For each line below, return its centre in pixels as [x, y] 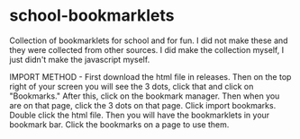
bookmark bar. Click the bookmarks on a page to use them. [119, 124]
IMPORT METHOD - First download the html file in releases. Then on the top [150, 76]
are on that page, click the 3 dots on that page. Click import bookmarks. [143, 105]
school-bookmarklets [92, 16]
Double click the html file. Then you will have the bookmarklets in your [140, 115]
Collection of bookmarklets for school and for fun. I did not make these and [149, 40]
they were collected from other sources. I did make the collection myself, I [147, 49]
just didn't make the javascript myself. [80, 59]
